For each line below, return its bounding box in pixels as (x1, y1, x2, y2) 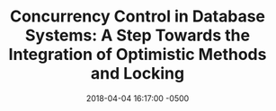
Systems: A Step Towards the (25, 25, 250, 46)
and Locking (90, 64, 185, 84)
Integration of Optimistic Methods (8, 45, 267, 64)
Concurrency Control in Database (9, 6, 266, 27)
